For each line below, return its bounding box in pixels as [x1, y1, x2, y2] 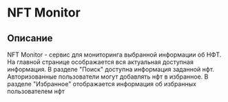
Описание [7, 32, 53, 44]
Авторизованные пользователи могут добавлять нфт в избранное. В [7, 72, 209, 81]
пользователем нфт [7, 88, 65, 95]
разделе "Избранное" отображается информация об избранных [7, 80, 196, 88]
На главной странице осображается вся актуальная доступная [7, 58, 194, 66]
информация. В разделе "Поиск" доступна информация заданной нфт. [7, 65, 215, 73]
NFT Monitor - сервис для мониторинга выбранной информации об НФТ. [7, 50, 222, 59]
